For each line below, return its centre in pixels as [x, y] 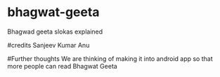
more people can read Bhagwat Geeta [62, 66]
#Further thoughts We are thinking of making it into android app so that [110, 58]
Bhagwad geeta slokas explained [55, 31]
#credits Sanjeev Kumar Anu [48, 45]
